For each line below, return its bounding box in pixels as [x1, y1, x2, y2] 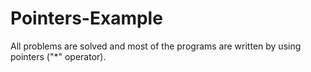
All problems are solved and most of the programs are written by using [10, 40, 302, 52]
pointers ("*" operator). [10, 50, 107, 62]
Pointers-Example [10, 7, 163, 30]
